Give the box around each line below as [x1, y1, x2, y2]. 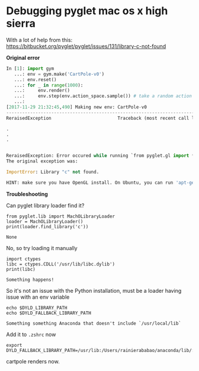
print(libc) [6, 266, 36, 272]
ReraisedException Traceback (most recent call [6, 115, 190, 121]
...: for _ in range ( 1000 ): [14, 82, 84, 88]
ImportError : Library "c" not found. [6, 169, 99, 175]
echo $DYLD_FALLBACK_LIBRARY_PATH [6, 310, 92, 316]
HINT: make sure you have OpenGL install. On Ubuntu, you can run [6, 180, 174, 185]
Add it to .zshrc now [6, 331, 56, 338]
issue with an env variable [6, 293, 70, 300]
